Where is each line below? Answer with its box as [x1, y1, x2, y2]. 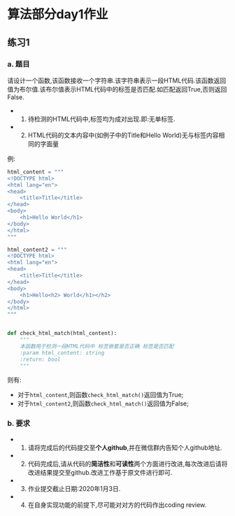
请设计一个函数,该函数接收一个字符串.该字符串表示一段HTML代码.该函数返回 [7, 76, 227, 85]
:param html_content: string [20, 349, 105, 357]
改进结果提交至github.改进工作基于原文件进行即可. [27, 468, 173, 476]
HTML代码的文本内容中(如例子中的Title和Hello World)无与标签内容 [27, 131, 219, 139]
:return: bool [20, 356, 61, 363]
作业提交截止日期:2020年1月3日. [27, 484, 121, 493]
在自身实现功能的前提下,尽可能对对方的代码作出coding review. [27, 501, 207, 509]
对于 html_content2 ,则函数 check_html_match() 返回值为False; [17, 399, 189, 408]
